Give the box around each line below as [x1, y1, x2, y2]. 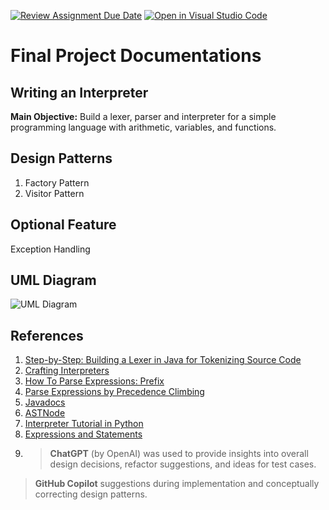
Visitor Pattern [24, 187, 85, 199]
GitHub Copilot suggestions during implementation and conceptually [34, 478, 320, 490]
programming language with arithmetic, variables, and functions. [10, 121, 277, 133]
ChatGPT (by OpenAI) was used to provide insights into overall [49, 448, 309, 460]
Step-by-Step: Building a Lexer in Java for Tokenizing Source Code [24, 354, 302, 366]
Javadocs [24, 396, 66, 409]
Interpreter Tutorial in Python [24, 418, 144, 430]
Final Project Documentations [10, 45, 262, 67]
